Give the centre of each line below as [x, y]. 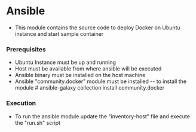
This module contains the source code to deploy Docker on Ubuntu [97, 27]
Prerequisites [26, 49]
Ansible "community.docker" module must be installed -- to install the [101, 81]
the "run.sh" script [38, 122]
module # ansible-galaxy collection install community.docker [90, 88]
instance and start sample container [59, 33]
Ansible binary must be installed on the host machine [80, 75]
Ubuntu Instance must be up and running [65, 62]
